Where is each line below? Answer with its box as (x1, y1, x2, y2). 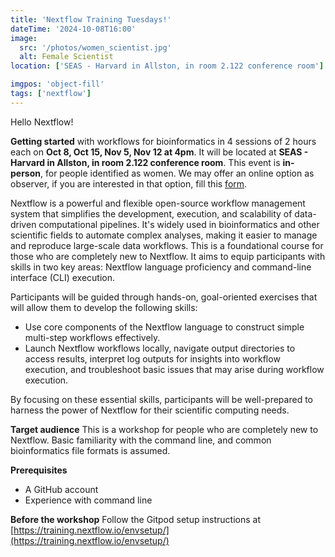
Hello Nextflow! (10, 116, 74, 128)
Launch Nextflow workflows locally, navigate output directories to (24, 342, 296, 354)
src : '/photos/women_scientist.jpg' (19, 42, 172, 53)
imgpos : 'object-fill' (10, 79, 105, 90)
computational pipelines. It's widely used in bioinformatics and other (38, 218, 320, 230)
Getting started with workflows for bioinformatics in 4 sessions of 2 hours (10, 135, 317, 147)
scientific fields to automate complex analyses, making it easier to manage (10, 229, 318, 241)
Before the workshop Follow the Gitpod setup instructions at (10, 513, 262, 525)
